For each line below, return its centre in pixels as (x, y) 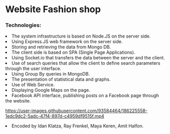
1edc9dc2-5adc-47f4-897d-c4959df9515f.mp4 (55, 116)
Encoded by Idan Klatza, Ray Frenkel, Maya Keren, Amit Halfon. (78, 126)
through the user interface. (33, 69)
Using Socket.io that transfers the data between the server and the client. (88, 58)
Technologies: (23, 25)
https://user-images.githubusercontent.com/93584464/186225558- (76, 111)
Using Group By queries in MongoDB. (51, 74)
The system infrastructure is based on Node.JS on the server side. (81, 36)
